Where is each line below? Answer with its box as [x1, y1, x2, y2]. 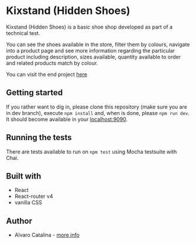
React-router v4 [14, 193, 53, 200]
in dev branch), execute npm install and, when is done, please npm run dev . [6, 109, 190, 116]
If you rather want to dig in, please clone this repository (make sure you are [6, 103, 187, 110]
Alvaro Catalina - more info [14, 232, 80, 239]
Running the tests [6, 133, 72, 142]
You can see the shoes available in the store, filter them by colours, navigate [6, 41, 190, 48]
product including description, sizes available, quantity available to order [6, 53, 181, 60]
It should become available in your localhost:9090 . [6, 116, 128, 123]
